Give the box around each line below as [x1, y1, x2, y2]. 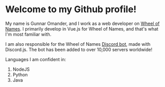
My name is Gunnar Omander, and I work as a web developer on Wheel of [5, 20, 160, 26]
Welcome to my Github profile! [5, 4, 137, 15]
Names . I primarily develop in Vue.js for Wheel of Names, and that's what [5, 25, 158, 32]
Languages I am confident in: [5, 56, 67, 62]
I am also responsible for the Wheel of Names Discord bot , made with [5, 41, 151, 47]
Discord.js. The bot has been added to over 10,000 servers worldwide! [5, 46, 153, 52]
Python [12, 71, 28, 77]
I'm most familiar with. [5, 31, 52, 37]
